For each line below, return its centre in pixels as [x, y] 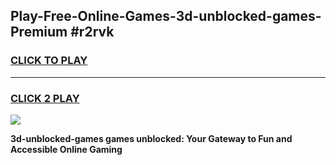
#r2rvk [92, 32]
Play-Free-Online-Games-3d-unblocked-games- [166, 16]
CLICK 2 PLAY [45, 98]
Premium [39, 32]
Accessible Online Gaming [66, 149]
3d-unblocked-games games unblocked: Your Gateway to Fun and [151, 138]
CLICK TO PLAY [49, 61]
